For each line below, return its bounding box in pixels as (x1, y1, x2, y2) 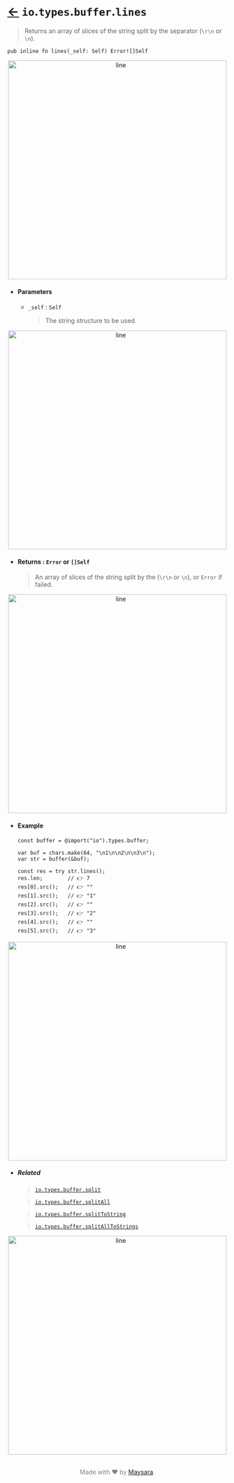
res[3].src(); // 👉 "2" (17, 910, 96, 917)
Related (17, 1169, 41, 1177)
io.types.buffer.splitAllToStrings (34, 1223, 138, 1230)
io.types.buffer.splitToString (34, 1211, 126, 1218)
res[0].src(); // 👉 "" (17, 883, 93, 891)
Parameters (17, 287, 52, 295)
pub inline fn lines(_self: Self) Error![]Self (7, 48, 149, 55)
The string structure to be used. (45, 316, 137, 325)
